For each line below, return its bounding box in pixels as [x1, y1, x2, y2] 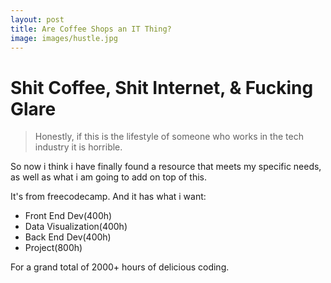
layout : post [10, 14, 65, 25]
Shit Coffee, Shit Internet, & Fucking [10, 76, 314, 99]
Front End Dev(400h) [24, 210, 113, 222]
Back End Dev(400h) [24, 231, 112, 243]
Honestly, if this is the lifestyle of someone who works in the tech [34, 131, 304, 143]
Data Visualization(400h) [24, 221, 128, 233]
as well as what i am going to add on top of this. [10, 171, 207, 183]
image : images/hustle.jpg [10, 33, 118, 43]
